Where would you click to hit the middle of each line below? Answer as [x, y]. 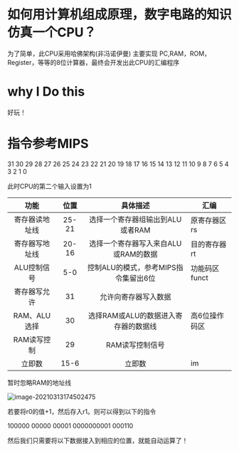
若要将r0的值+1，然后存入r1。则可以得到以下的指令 [82, 411]
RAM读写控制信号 [135, 345]
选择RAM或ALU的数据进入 [132, 316]
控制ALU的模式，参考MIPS [132, 267]
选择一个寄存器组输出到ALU [135, 219]
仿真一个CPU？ [52, 32]
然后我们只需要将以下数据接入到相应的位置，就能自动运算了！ [98, 440]
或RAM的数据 [135, 254]
